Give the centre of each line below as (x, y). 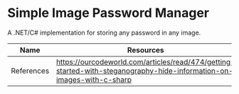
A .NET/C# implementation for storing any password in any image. (104, 33)
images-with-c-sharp (94, 79)
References (30, 71)
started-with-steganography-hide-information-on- (144, 71)
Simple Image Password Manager (108, 13)
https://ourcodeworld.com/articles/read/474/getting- (145, 61)
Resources (146, 49)
